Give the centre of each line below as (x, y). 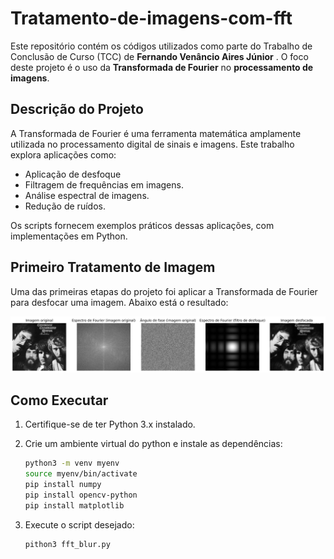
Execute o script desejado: (79, 524)
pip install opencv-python (81, 495)
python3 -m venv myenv (72, 463)
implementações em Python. (69, 236)
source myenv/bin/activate (81, 474)
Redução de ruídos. (65, 206)
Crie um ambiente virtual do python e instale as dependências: (153, 444)
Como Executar (59, 400)
